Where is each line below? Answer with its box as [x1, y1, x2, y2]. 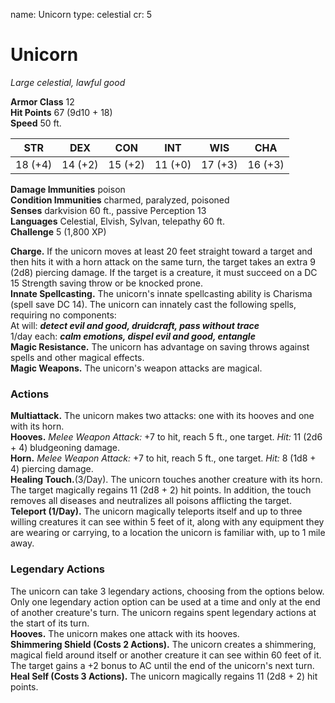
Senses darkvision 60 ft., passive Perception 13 [10, 204, 207, 216]
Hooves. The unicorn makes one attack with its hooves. [10, 627, 240, 639]
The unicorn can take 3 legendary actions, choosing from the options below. [10, 585, 325, 597]
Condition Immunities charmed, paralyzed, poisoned [10, 194, 230, 206]
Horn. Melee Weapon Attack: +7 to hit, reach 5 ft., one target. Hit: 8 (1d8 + [10, 452, 317, 464]
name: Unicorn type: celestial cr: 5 [10, 9, 152, 20]
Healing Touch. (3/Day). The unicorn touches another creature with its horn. [10, 474, 323, 486]
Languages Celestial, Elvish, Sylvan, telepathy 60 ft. [10, 215, 225, 227]
